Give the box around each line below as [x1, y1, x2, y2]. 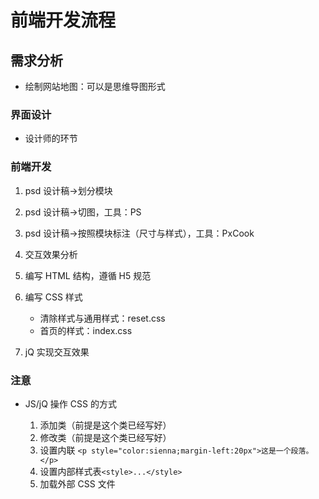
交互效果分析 [24, 248, 78, 260]
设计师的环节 [24, 132, 78, 145]
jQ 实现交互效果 [24, 346, 90, 358]
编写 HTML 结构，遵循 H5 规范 [24, 269, 152, 281]
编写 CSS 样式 [24, 291, 83, 303]
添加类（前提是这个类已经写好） [39, 419, 172, 431]
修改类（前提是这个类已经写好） [39, 431, 172, 443]
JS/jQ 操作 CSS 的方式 [24, 397, 117, 410]
